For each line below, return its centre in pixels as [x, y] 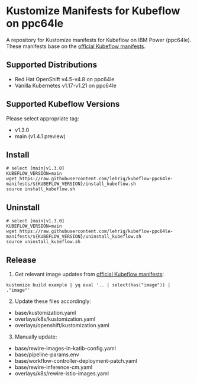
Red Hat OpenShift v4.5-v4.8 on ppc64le [64, 79]
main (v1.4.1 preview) [40, 136]
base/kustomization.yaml [45, 313]
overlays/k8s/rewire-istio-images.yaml [62, 374]
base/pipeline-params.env [47, 355]
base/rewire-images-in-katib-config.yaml [65, 348]
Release [21, 260]
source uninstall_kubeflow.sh [43, 242]
